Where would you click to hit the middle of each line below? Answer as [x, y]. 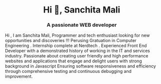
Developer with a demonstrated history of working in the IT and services [78, 51]
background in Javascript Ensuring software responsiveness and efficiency [80, 66]
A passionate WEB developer [82, 25]
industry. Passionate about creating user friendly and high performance [77, 56]
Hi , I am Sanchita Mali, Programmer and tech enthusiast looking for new [77, 35]
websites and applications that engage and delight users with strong [73, 61]
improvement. [19, 76]
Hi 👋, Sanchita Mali [82, 10]
